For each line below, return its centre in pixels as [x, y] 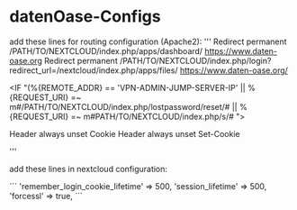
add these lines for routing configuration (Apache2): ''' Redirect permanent [148, 41]
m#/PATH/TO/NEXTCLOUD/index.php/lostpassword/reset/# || [123, 106]
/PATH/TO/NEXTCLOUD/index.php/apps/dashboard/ [106, 50]
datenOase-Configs [85, 17]
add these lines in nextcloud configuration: [89, 169]
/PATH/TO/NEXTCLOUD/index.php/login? [196, 60]
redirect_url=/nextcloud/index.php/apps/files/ [94, 70]
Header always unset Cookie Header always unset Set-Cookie [125, 133]
